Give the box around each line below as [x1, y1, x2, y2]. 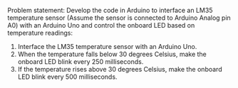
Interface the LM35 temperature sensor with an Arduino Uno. [17, 43, 197, 50]
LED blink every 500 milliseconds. [17, 72, 118, 81]
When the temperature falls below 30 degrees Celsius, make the [17, 50, 207, 58]
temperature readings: [7, 28, 73, 37]
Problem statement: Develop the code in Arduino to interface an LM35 [7, 6, 213, 14]
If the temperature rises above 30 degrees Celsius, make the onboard [17, 65, 222, 73]
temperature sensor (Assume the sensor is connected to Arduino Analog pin [7, 13, 232, 22]
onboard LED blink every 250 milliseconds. [17, 57, 144, 66]
